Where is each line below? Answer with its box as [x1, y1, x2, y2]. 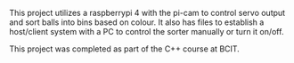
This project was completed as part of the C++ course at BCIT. [9, 43, 241, 54]
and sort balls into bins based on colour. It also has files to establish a [9, 17, 265, 28]
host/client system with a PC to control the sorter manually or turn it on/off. [9, 27, 284, 36]
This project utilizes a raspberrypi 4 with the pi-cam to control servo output [9, 8, 286, 18]
